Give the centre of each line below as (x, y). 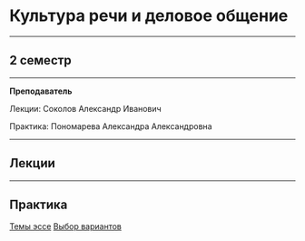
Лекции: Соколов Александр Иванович (85, 108)
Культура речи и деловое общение (149, 16)
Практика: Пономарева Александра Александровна (111, 126)
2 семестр (41, 60)
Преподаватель (41, 91)
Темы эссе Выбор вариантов (66, 226)
